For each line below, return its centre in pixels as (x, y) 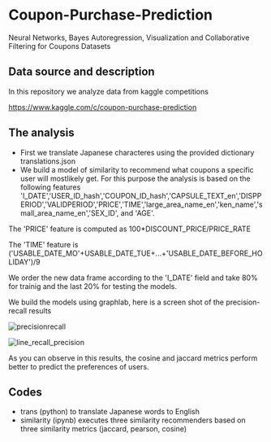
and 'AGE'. (138, 212)
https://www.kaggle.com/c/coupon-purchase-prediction (103, 107)
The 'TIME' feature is (43, 244)
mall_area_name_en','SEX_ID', (69, 212)
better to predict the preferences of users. (79, 366)
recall (17, 310)
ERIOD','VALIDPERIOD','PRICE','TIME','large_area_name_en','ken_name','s (141, 204)
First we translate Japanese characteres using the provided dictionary (137, 152)
